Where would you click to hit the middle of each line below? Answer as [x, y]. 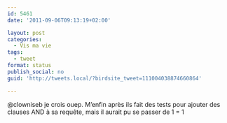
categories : [25, 39]
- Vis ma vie [33, 46]
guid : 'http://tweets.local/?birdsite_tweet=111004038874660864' [104, 78]
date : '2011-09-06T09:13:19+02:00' [59, 20]
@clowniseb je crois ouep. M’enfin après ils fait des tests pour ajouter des [114, 104]
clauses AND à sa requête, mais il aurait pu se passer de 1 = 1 [96, 112]
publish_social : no [36, 72]
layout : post [26, 33]
